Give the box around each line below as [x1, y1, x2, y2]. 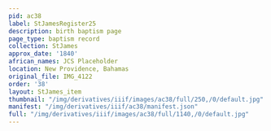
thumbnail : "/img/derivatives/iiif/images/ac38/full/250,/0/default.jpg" [8, 95, 264, 103]
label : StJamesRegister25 [8, 20, 96, 28]
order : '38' [8, 80, 49, 88]
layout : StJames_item [8, 87, 82, 96]
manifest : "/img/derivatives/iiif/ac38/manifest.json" [8, 103, 199, 111]
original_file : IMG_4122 [8, 72, 93, 81]
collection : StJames [8, 42, 79, 50]
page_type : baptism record [8, 34, 100, 43]
